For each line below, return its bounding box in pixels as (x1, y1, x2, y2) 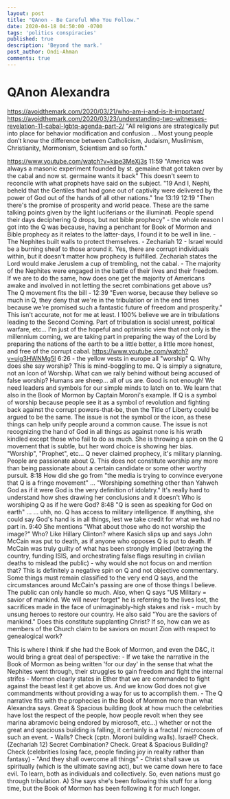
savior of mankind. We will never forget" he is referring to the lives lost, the (7, 595, 219, 604)
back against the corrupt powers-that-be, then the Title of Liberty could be (7, 405, 219, 413)
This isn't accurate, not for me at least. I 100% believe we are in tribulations (7, 310, 220, 318)
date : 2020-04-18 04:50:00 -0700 (7, 23, 103, 30)
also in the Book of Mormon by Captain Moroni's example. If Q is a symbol (7, 391, 218, 399)
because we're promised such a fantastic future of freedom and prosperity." (7, 303, 223, 311)
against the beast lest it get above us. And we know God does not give (7, 681, 207, 690)
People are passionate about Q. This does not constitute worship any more (7, 457, 218, 465)
